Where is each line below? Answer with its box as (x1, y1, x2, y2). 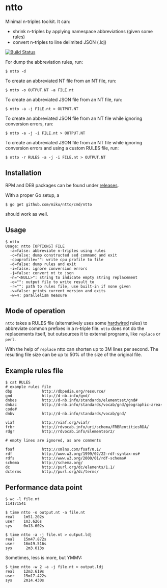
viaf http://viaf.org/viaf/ (5, 420, 90, 425)
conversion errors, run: (5, 120, 53, 126)
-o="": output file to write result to (10, 279, 95, 285)
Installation (5, 169, 42, 177)
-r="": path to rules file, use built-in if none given (10, 284, 131, 289)
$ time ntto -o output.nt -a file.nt (5, 510, 86, 515)
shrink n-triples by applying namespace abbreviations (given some (12, 28, 153, 34)
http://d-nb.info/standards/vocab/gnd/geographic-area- (41, 402, 163, 407)
